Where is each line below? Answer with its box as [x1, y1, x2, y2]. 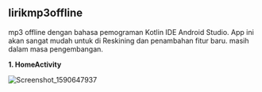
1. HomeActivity [8, 59, 62, 69]
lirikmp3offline [8, 6, 83, 20]
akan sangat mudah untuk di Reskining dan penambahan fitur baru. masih [8, 36, 249, 45]
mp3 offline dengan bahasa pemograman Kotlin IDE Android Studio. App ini [8, 27, 254, 36]
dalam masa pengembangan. [8, 44, 103, 54]
